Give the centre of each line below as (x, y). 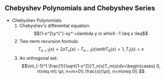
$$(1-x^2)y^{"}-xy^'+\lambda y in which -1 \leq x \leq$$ (91, 33)
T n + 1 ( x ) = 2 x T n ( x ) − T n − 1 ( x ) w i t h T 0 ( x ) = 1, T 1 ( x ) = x (91, 49)
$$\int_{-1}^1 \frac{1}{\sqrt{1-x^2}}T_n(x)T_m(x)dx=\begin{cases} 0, (91, 66)
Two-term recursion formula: (49, 41)
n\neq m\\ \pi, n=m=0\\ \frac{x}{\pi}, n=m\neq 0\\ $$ (91, 71)
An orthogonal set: (38, 58)
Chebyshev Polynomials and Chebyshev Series (80, 8)
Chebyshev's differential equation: (55, 25)
